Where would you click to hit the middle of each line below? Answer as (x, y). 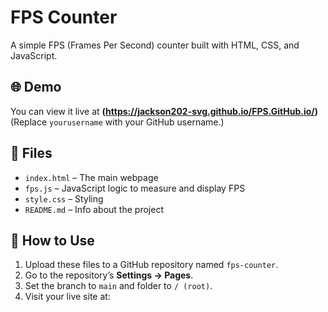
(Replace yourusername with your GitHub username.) (117, 122)
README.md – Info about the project (94, 209)
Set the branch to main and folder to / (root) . (118, 286)
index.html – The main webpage (91, 177)
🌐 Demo (36, 87)
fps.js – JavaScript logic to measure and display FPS (135, 188)
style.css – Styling (64, 198)
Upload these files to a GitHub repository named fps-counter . (151, 265)
